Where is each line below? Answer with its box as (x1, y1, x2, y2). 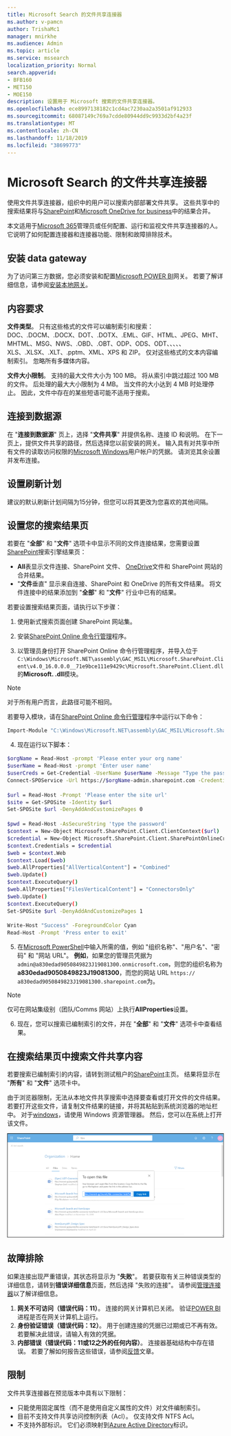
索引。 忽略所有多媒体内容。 (12, 357, 93, 365)
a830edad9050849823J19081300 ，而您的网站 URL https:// (16, 969, 196, 977)
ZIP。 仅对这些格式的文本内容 (129, 348, 212, 356)
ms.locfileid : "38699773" (7, 142, 81, 149)
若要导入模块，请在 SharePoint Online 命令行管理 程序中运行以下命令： (7, 712, 204, 721)
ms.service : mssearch (7, 55, 69, 62)
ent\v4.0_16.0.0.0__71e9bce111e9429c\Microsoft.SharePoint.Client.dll (16, 663, 224, 671)
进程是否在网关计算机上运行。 (16, 1312, 102, 1321)
